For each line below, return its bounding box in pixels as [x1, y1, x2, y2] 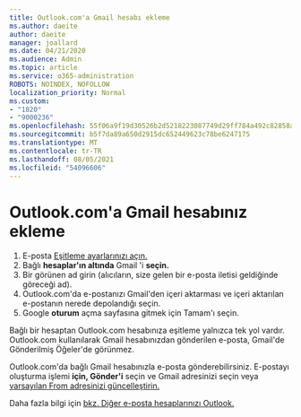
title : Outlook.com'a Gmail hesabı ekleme [9, 13, 170, 22]
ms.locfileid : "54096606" [9, 163, 106, 172]
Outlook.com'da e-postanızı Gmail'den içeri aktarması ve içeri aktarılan [21, 289, 284, 300]
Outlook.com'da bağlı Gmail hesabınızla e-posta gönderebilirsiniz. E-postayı [9, 361, 289, 372]
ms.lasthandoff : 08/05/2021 [9, 154, 115, 164]
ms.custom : [9, 96, 50, 106]
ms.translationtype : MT [9, 138, 99, 147]
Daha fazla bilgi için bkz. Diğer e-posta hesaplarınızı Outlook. [9, 398, 235, 409]
